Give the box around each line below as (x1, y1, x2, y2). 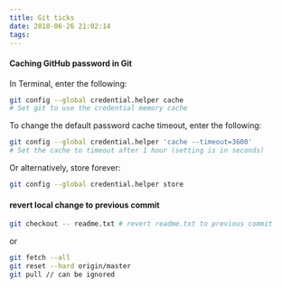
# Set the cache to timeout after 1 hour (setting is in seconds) (9, 146, 265, 155)
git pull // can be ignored (9, 270, 116, 279)
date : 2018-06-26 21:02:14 (9, 22, 111, 31)
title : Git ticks (9, 13, 75, 23)
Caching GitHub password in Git (9, 58, 133, 69)
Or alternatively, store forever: (9, 163, 121, 173)
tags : (9, 30, 30, 39)
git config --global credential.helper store (9, 180, 183, 190)
